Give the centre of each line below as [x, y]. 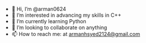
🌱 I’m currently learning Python [49, 21]
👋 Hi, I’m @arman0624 [39, 9]
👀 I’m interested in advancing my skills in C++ [66, 15]
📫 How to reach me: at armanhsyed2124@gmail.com [76, 34]
